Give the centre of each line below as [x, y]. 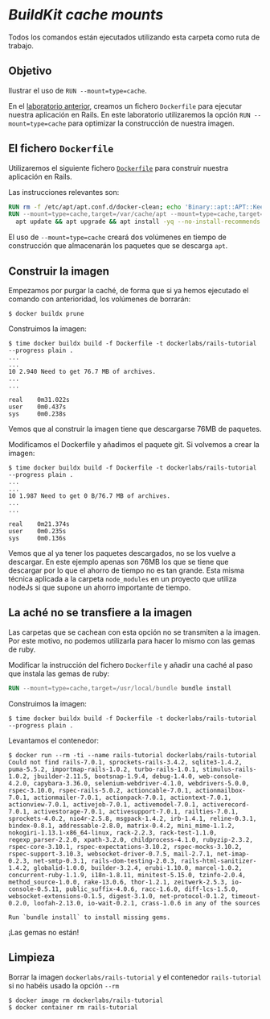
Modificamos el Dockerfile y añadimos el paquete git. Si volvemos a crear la [134, 444]
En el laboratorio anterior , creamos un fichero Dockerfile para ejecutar [125, 106]
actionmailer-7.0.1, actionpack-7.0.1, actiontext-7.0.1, [132, 797]
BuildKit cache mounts [86, 15]
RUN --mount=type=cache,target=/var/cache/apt [88, 214]
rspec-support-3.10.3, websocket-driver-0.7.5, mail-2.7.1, [111, 854]
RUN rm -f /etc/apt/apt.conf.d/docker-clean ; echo [95, 207]
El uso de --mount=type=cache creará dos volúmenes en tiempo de [118, 237]
